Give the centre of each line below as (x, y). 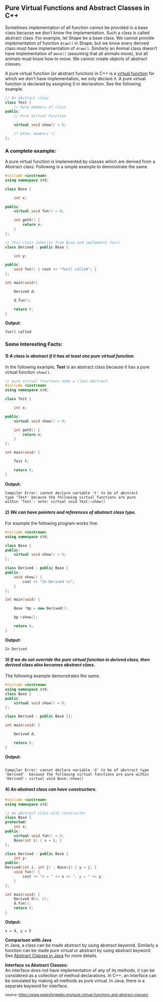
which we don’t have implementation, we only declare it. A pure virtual (75, 78)
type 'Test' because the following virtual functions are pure (71, 497)
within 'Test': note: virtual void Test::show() (55, 501)
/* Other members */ (35, 134)
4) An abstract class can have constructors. (51, 789)
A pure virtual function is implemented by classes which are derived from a (80, 161)
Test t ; (21, 461)
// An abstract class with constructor (45, 813)
